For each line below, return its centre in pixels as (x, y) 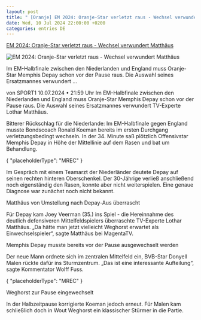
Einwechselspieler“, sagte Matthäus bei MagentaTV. (70, 233)
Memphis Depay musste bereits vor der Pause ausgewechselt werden (92, 245)
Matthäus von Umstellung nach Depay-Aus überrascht (73, 203)
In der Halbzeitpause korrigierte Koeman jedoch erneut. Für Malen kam (94, 304)
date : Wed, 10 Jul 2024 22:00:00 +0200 (56, 23)
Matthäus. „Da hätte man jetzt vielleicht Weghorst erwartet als (83, 227)
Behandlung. (22, 149)
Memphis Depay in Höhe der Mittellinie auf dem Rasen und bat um (88, 143)
